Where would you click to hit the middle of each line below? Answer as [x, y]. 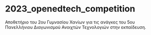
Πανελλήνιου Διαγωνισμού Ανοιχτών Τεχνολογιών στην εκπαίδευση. [75, 27]
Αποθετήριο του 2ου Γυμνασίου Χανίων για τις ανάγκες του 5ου [70, 22]
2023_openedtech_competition [70, 9]
